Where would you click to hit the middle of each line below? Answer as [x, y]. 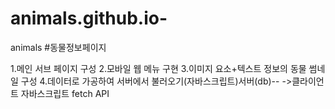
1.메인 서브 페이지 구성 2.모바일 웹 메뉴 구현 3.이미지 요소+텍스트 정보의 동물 [158, 68]
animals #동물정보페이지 [58, 47]
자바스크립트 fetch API [65, 93]
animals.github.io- [89, 18]
